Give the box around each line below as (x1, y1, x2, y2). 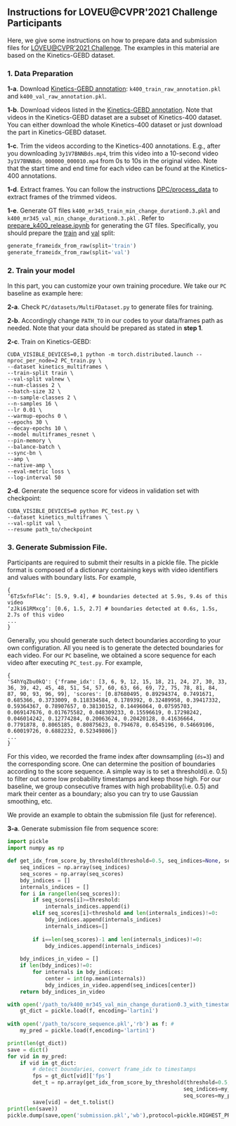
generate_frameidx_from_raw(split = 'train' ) (7, 243, 137, 250)
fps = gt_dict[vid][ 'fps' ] (32, 1073, 112, 1080)
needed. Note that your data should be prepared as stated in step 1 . (7, 324, 204, 332)
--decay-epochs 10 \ (7, 425, 68, 432)
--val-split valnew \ (7, 376, 71, 383)
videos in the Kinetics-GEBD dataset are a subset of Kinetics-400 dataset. (7, 113, 223, 122)
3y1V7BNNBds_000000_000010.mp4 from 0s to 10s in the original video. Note (7, 157, 218, 165)
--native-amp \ (7, 462, 52, 469)
